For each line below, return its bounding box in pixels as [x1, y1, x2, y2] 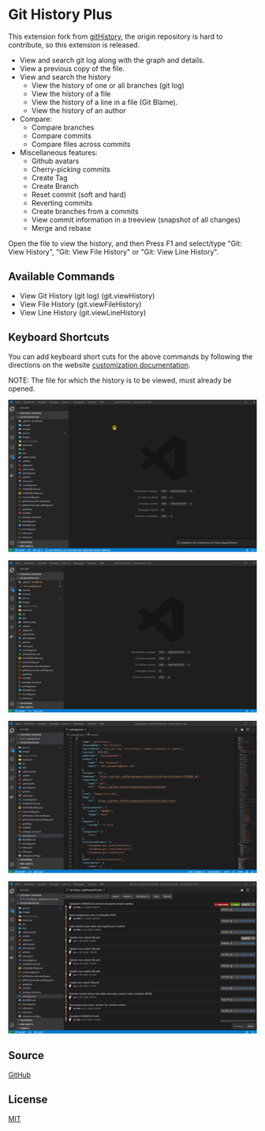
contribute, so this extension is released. [8, 40, 140, 49]
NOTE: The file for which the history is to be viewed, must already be [8, 375, 232, 385]
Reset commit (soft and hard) [31, 190, 127, 199]
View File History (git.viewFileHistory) [19, 299, 142, 309]
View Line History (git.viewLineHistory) [19, 307, 147, 317]
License [8, 1093, 48, 1106]
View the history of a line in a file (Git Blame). [31, 97, 178, 107]
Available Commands [8, 270, 115, 284]
